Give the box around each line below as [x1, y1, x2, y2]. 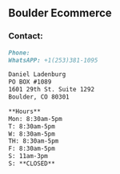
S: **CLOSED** [8, 160, 56, 168]
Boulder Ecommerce [8, 6, 112, 20]
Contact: [8, 30, 43, 42]
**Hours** [8, 107, 42, 115]
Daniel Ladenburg [8, 71, 66, 79]
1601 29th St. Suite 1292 [8, 86, 94, 94]
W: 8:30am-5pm [8, 130, 56, 138]
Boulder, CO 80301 [8, 93, 70, 101]
